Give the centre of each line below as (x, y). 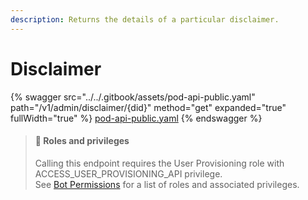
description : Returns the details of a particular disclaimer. (145, 19)
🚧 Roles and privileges (82, 141)
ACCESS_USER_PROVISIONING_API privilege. (128, 173)
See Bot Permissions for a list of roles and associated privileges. (167, 184)
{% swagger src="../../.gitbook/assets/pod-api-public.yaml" (133, 97)
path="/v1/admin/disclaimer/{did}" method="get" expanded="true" (148, 107)
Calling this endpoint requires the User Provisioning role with (159, 163)
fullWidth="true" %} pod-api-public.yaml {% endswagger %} (136, 118)
